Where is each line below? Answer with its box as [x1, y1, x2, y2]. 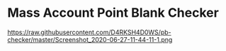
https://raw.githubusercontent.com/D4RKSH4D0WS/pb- [7, 28, 171, 36]
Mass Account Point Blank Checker [7, 5, 220, 21]
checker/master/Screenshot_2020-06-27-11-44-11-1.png [7, 35, 173, 43]
